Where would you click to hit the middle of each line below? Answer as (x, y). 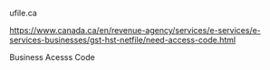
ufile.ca (24, 13)
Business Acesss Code (52, 57)
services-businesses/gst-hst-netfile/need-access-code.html (123, 40)
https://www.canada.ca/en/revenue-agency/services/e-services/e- (135, 30)
